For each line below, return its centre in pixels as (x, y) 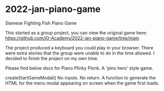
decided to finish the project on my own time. (52, 58)
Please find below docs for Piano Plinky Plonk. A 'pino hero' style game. (79, 68)
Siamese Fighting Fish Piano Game (41, 23)
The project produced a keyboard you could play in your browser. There (79, 47)
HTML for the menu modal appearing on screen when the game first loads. (82, 83)
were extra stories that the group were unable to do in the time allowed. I (80, 53)
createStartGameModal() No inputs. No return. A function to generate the (80, 77)
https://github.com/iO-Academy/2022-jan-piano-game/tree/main (72, 38)
